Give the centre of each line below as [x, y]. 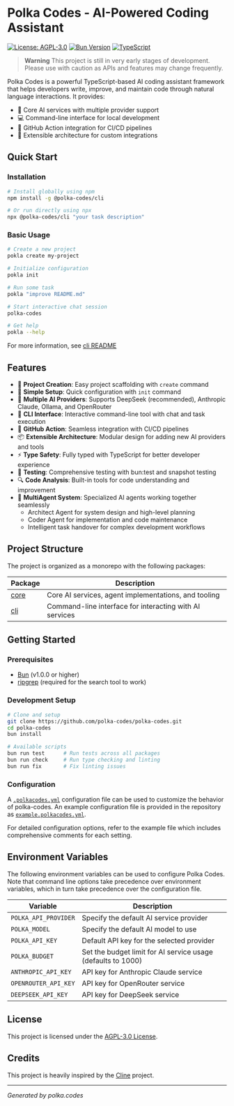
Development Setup [41, 700]
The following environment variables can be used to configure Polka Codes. [116, 873]
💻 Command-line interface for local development [88, 117]
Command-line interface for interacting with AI [124, 606]
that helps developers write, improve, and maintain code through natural [111, 89]
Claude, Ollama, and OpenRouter [64, 406]
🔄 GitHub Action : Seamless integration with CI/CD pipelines [103, 429]
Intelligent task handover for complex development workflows [116, 527]
